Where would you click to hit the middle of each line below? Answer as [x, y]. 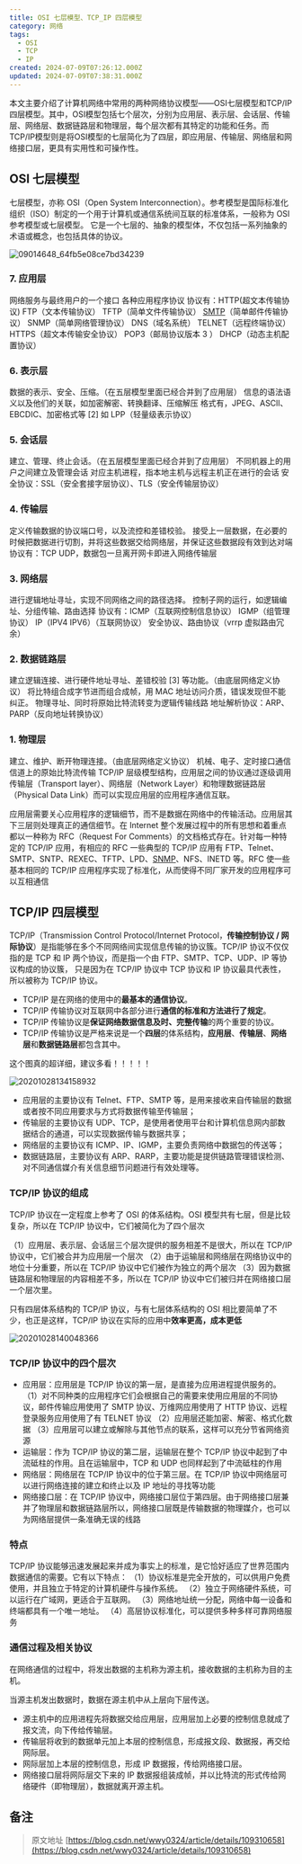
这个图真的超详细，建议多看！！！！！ [80, 1064]
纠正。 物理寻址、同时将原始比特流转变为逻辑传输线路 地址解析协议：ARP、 [149, 703]
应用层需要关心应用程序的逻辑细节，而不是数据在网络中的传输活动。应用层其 [151, 814]
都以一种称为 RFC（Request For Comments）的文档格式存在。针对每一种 [145, 836]
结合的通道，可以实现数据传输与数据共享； [109, 1134]
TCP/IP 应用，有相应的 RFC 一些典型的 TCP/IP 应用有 [125, 847]
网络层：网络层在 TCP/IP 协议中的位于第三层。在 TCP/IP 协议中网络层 [151, 1475]
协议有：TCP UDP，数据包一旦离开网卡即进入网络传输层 [113, 553]
